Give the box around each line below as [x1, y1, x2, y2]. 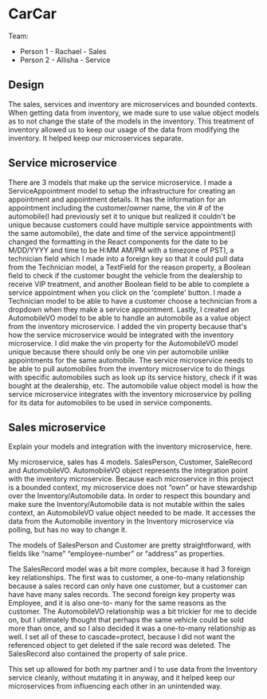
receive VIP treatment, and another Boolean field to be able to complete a [8, 279, 249, 289]
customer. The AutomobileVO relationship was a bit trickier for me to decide [8, 607, 257, 616]
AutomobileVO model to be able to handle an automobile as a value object [8, 312, 251, 323]
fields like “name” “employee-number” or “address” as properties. [8, 549, 226, 559]
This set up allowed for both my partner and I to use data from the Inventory [8, 665, 257, 674]
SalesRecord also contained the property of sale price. [8, 649, 187, 658]
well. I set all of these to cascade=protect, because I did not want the [8, 632, 235, 642]
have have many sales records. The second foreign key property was [8, 590, 236, 599]
